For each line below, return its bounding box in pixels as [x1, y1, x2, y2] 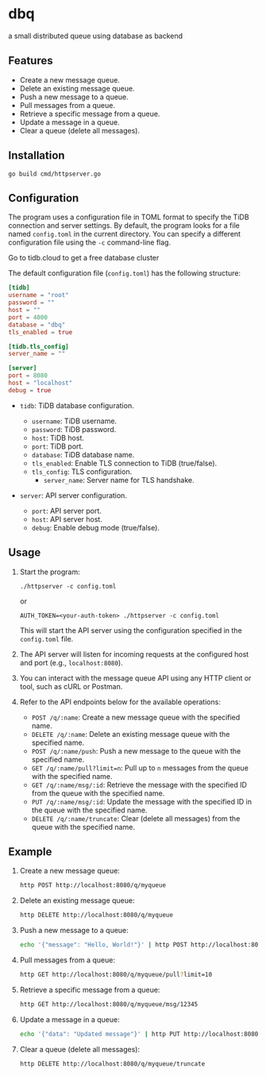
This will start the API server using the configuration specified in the [19, 625, 242, 635]
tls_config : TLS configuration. [31, 466, 133, 476]
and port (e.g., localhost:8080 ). [19, 658, 123, 667]
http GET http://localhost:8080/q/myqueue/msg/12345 [19, 1000, 199, 1009]
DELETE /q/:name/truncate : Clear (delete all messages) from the [31, 813, 241, 823]
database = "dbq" [8, 321, 66, 329]
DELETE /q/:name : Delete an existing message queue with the [31, 729, 230, 739]
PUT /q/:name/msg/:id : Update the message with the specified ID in [31, 796, 253, 806]
